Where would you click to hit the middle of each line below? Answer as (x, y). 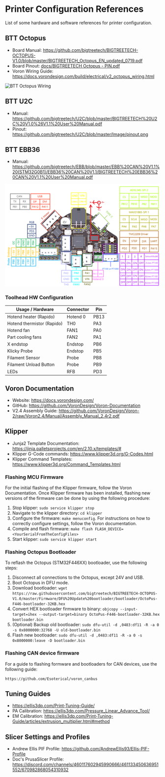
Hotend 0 (76, 317)
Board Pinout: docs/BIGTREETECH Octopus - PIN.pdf (66, 66)
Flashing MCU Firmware (34, 477)
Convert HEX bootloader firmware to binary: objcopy (65, 609)
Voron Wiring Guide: (33, 71)
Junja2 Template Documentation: (46, 443)
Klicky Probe (20, 351)
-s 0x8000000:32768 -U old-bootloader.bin (56, 630)
